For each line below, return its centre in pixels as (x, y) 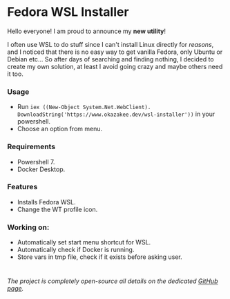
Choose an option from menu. (60, 129)
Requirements (31, 147)
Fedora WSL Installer (68, 12)
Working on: (28, 227)
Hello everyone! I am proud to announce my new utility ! (87, 31)
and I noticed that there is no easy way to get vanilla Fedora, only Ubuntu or (115, 52)
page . (16, 289)
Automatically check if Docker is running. (76, 250)
